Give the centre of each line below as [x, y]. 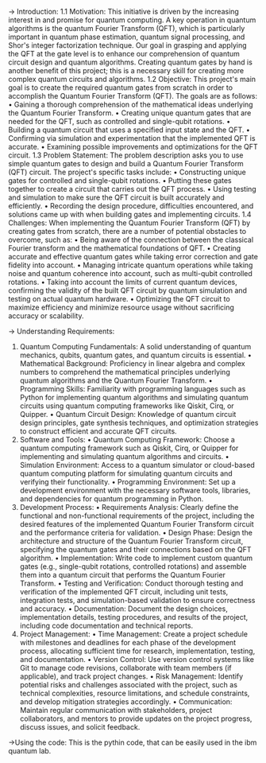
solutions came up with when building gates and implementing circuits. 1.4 [130, 214]
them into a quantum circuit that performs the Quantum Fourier [123, 575]
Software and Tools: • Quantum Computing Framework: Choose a [127, 440]
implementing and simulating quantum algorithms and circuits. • [124, 456]
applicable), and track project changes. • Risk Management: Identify [131, 676]
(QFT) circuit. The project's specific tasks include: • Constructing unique [127, 172]
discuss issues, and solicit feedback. [80, 727]
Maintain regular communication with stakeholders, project [116, 710]
